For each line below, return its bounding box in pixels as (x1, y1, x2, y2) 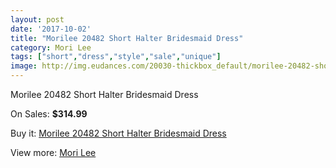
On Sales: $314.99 (10, 108, 88, 120)
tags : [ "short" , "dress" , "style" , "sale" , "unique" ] (10, 52, 222, 62)
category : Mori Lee (10, 42, 92, 53)
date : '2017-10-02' (10, 24, 92, 34)
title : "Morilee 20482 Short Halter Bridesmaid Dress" (10, 33, 244, 43)
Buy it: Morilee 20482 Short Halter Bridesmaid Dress (10, 127, 227, 139)
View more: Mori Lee (10, 147, 97, 158)
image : (10, 61, 38, 71)
